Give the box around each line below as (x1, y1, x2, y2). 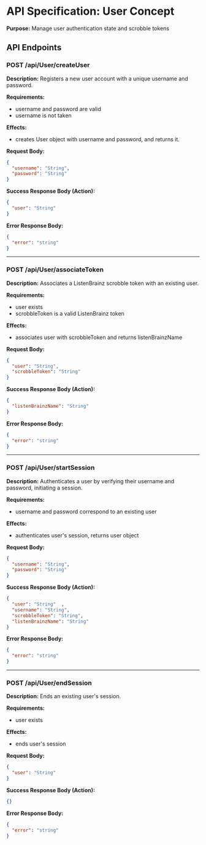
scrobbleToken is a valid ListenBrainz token (15, 310, 124, 317)
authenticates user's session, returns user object (15, 531, 139, 539)
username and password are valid (15, 105, 101, 112)
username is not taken (15, 112, 72, 119)
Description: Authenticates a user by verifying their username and (6, 477, 175, 485)
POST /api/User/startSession (6, 464, 95, 472)
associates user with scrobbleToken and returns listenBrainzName (15, 333, 183, 341)
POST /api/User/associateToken (6, 265, 104, 274)
